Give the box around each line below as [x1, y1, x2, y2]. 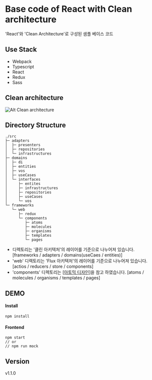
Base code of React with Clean [5, 3, 132, 15]
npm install [5, 314, 30, 318]
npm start [5, 335, 26, 340]
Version [5, 357, 30, 365]
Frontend [5, 324, 25, 330]
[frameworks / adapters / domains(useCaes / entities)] [12, 252, 123, 258]
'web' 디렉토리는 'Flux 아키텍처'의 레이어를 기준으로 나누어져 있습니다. [12, 258, 148, 264]
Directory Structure [5, 121, 66, 129]
